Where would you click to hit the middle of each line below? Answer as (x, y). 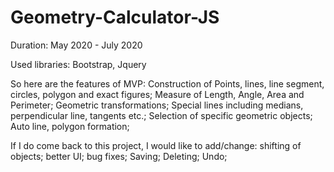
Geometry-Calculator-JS (115, 17)
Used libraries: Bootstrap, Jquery (78, 64)
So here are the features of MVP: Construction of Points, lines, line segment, (167, 83)
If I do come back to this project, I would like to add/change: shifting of (156, 145)
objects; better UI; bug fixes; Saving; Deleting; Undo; (119, 156)
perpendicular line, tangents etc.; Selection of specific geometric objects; (161, 115)
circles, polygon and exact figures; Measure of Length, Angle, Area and (157, 94)
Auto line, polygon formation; (70, 126)
